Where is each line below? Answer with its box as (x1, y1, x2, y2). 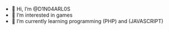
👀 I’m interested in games (11, 12, 73, 18)
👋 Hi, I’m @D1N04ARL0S (11, 6, 71, 12)
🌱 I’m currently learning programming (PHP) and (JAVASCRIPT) (11, 18, 164, 24)
